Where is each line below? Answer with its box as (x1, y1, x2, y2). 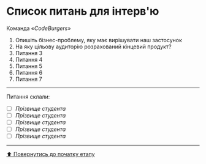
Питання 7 (15, 75, 42, 83)
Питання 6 (15, 69, 43, 76)
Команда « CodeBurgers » (6, 24, 71, 32)
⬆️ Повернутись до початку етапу (6, 151, 95, 158)
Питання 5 (15, 62, 43, 70)
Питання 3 (15, 49, 43, 56)
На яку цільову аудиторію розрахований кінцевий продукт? (15, 43, 172, 50)
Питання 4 (15, 56, 43, 63)
